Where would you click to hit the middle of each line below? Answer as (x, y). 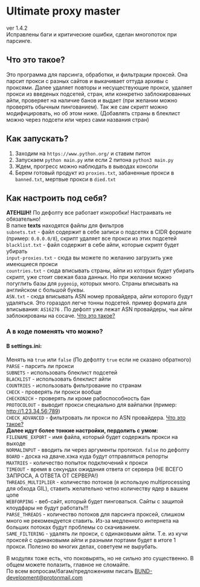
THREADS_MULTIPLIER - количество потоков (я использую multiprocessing (98, 482)
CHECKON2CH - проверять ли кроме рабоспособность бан (78, 398)
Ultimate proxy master (63, 11)
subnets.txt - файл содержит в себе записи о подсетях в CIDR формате (99, 232)
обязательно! (24, 219)
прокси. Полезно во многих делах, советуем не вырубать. (82, 546)
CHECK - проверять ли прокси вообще (54, 392)
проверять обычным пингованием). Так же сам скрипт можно (87, 107)
